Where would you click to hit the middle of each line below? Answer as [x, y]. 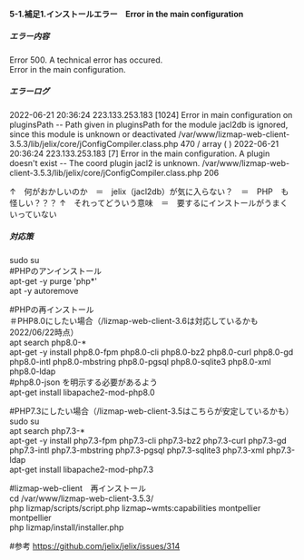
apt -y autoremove [44, 290]
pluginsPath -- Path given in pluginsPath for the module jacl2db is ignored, [149, 124]
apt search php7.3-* [48, 430]
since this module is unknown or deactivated [93, 134]
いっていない [33, 214]
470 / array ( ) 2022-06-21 [230, 143]
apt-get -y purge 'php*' [54, 280]
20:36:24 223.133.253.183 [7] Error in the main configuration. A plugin [140, 153]
